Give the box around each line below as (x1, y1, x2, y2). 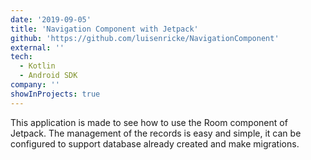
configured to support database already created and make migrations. (10, 137, 300, 150)
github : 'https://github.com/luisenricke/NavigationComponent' (10, 33, 280, 43)
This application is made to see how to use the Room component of (10, 116, 288, 128)
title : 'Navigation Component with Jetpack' (10, 24, 199, 34)
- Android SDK (19, 71, 78, 81)
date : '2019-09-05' (10, 14, 92, 25)
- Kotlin (19, 61, 56, 71)
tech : (10, 52, 33, 62)
